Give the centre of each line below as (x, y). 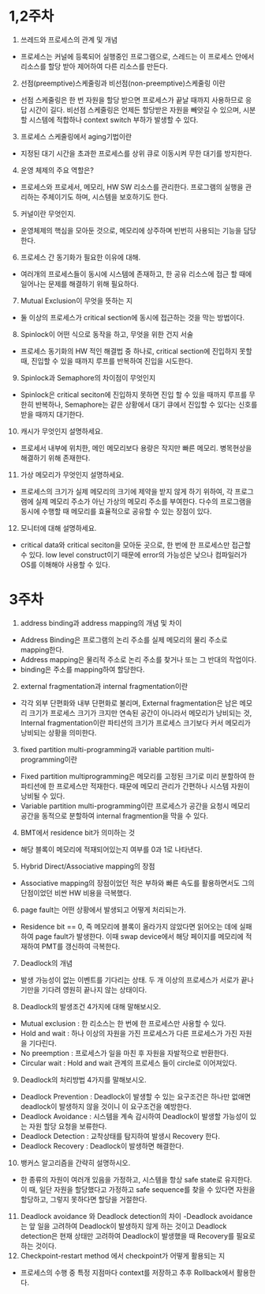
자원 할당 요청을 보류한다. (68, 1126)
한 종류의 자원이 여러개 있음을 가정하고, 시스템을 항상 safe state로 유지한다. (136, 1179)
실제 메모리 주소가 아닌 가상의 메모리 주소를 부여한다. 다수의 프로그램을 (144, 501)
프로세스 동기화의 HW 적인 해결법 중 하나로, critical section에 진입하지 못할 (136, 351)
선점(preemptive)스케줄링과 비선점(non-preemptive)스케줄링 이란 (123, 83)
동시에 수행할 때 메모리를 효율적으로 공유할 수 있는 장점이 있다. (116, 511)
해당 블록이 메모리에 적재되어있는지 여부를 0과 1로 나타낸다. (111, 849)
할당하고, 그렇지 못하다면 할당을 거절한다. (84, 1199)
